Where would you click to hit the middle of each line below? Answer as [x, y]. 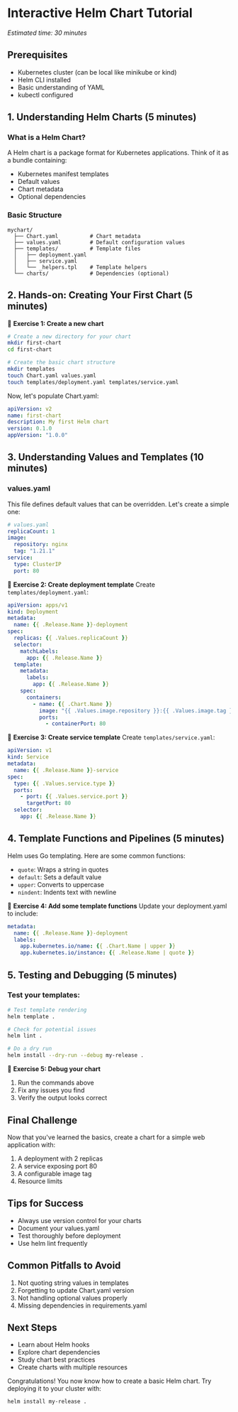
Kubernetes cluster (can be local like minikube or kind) [97, 72]
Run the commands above [56, 1083]
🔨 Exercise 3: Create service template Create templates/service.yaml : [111, 737]
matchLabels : [39, 651]
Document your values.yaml [58, 1228]
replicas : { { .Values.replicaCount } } [71, 638]
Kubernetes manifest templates [63, 174]
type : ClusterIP [38, 564]
